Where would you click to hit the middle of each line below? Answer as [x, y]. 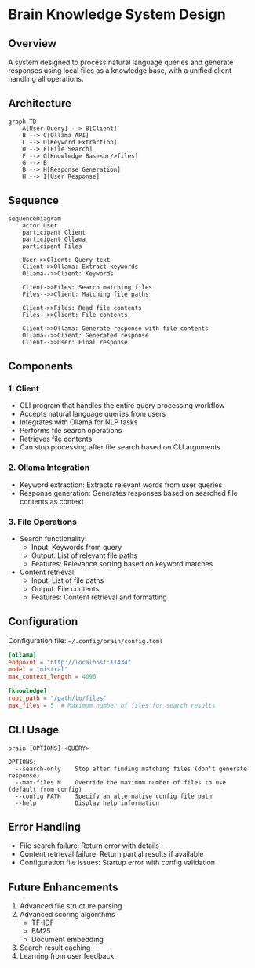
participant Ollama [54, 239]
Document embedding [67, 940]
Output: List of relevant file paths [84, 555]
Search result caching [55, 948]
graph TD [22, 122]
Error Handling [44, 827]
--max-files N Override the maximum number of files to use [120, 782]
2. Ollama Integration [49, 468]
